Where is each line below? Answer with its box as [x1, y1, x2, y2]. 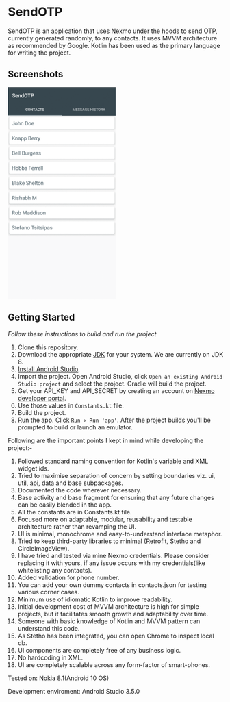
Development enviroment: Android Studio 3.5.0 [8, 687, 140, 695]
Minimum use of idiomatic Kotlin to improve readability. [17, 595, 173, 603]
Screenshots [8, 68, 64, 80]
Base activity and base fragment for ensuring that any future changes [17, 493, 214, 501]
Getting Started [8, 312, 75, 323]
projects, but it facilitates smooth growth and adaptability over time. [17, 610, 209, 618]
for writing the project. [8, 49, 71, 57]
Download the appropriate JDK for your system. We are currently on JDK [17, 350, 224, 358]
